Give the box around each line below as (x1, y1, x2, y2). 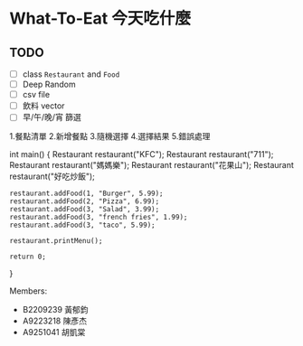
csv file (22, 89, 51, 100)
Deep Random (22, 79, 77, 90)
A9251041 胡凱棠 (22, 327, 86, 338)
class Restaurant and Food (22, 69, 120, 79)
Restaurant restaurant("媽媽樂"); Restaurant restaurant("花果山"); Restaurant (9, 160, 294, 171)
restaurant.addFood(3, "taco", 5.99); (9, 220, 156, 230)
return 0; (9, 252, 47, 262)
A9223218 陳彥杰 (22, 315, 88, 326)
